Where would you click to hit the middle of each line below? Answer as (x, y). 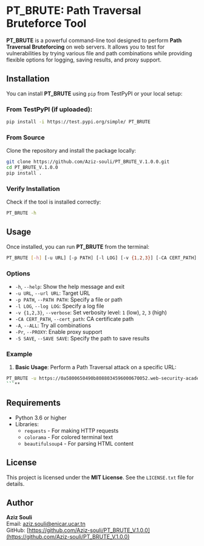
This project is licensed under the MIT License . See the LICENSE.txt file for (100, 477)
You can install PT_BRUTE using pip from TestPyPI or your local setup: (94, 93)
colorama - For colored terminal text (69, 437)
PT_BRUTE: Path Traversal (74, 11)
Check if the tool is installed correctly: (54, 202)
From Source (25, 137)
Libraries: (27, 424)
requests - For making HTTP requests (71, 430)
